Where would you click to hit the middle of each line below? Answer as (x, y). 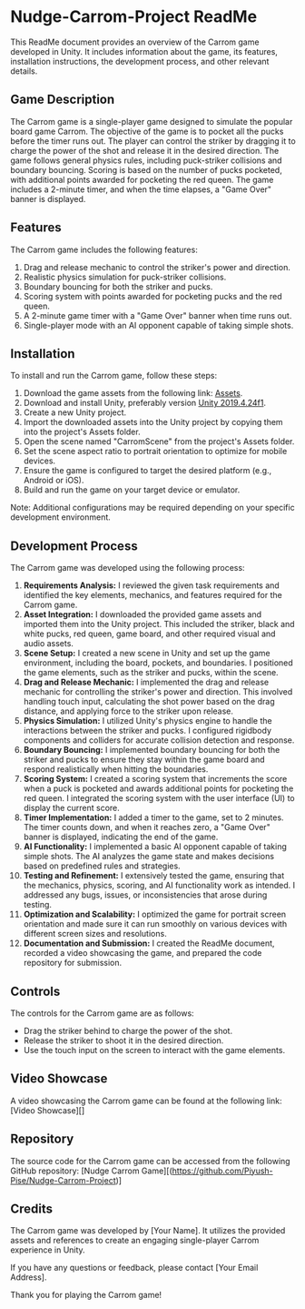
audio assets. (48, 644)
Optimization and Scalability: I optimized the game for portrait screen (155, 914)
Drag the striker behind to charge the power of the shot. (128, 1031)
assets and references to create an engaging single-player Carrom (135, 1241)
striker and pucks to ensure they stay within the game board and (144, 760)
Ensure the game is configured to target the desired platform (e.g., (148, 471)
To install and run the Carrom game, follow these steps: (113, 376)
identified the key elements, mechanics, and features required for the (152, 595)
